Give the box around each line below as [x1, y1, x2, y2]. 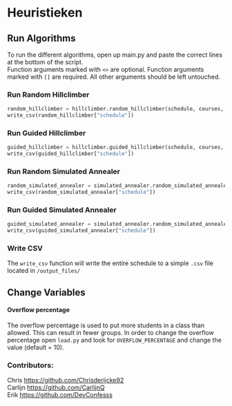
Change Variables [7, 287, 86, 298]
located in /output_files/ [7, 267, 81, 275]
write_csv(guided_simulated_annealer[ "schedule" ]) [7, 227, 156, 234]
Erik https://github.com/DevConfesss [7, 391, 113, 399]
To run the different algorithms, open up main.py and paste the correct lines [7, 50, 223, 59]
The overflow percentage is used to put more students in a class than [7, 321, 205, 329]
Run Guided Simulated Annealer [7, 205, 117, 215]
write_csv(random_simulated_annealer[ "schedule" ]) [7, 188, 156, 196]
